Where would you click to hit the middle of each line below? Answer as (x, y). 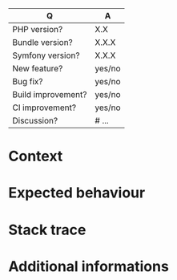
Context (36, 156)
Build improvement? (50, 94)
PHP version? (38, 29)
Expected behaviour (77, 193)
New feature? (38, 69)
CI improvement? (44, 108)
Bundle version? (43, 42)
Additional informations (89, 266)
